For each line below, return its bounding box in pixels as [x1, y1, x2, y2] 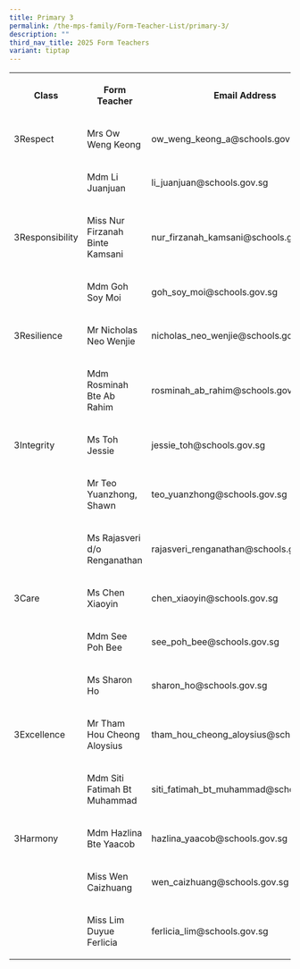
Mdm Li [87, 171, 119, 183]
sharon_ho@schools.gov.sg [151, 679, 268, 692]
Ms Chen [87, 586, 125, 599]
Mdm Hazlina [87, 827, 143, 839]
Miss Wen [87, 871, 129, 883]
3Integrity [13, 439, 55, 451]
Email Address [213, 89, 277, 102]
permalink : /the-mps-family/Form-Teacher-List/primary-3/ [9, 21, 229, 30]
